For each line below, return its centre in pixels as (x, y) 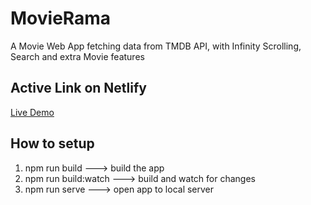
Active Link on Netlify (78, 88)
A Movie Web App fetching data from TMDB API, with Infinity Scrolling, (156, 46)
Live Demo (32, 112)
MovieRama (61, 18)
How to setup (52, 143)
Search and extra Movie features (77, 56)
